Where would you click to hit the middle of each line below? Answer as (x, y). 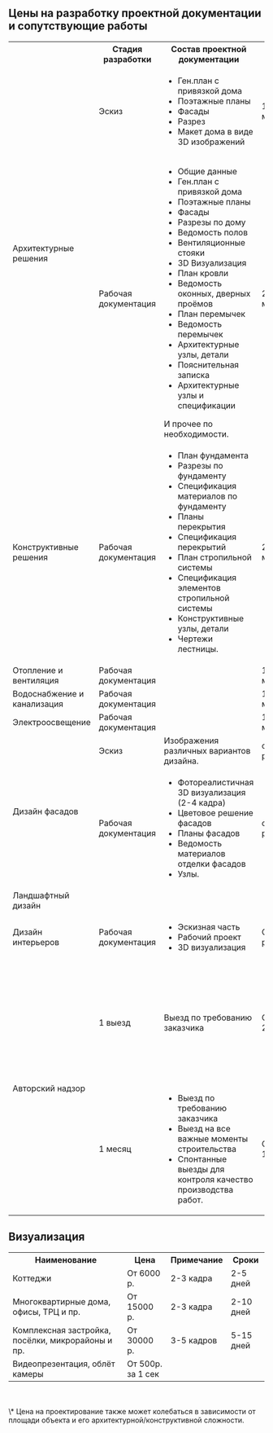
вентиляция (36, 680)
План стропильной (214, 557)
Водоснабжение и (48, 693)
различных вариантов (207, 750)
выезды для (201, 1169)
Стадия (128, 49)
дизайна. (181, 761)
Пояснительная (208, 364)
